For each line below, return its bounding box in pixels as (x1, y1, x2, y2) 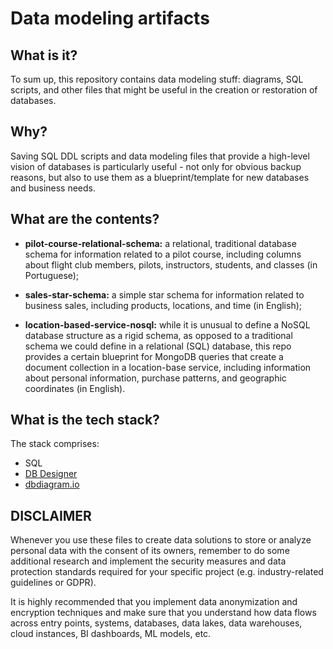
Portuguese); (24, 269, 80, 281)
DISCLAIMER (10, 507, 92, 524)
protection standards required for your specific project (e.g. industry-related (10, 566, 324, 578)
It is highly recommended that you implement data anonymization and (10, 596, 298, 608)
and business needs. (10, 182, 97, 194)
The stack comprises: (10, 438, 100, 450)
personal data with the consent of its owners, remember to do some (10, 545, 290, 557)
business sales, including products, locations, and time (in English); (24, 299, 302, 311)
